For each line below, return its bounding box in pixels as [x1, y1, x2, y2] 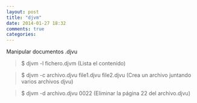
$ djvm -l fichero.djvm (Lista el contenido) [21, 60, 126, 67]
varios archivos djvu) [21, 78, 74, 85]
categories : [6, 32, 36, 38]
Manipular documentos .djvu [6, 48, 77, 55]
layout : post [6, 8, 39, 15]
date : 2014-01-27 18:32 [6, 20, 66, 26]
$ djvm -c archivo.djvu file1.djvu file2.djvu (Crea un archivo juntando [21, 71, 192, 79]
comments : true [6, 25, 45, 32]
